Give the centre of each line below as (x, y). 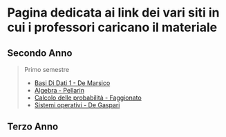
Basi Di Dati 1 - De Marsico (72, 83)
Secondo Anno (40, 53)
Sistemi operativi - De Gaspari (77, 105)
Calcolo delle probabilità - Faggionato (88, 98)
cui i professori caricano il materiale (112, 27)
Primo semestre (47, 70)
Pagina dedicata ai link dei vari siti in (113, 13)
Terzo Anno (33, 127)
